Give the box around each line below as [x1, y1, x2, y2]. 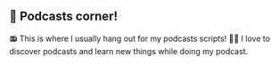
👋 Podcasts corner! [9, 9, 119, 24]
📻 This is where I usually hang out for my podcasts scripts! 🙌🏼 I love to [9, 33, 270, 44]
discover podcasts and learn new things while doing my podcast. [9, 45, 249, 56]
